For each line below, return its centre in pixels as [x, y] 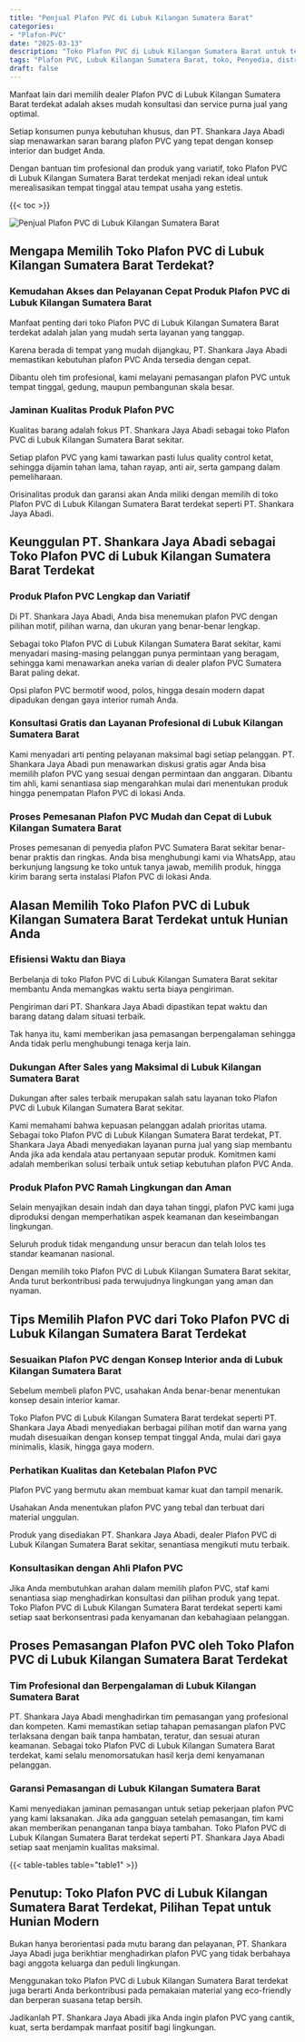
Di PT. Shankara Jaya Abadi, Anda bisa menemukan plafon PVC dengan [144, 616]
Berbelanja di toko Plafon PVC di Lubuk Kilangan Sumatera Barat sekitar [144, 979]
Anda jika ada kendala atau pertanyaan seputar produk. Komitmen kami [143, 1154]
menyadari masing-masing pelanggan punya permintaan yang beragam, [144, 653]
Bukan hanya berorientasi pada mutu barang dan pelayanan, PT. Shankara [148, 1943]
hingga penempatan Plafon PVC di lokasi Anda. [98, 792]
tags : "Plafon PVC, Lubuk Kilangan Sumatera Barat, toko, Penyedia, [142, 60]
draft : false [34, 69]
